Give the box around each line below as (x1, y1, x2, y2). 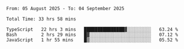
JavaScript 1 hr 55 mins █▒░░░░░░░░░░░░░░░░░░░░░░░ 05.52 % (6, 37, 179, 43)
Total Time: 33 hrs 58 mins (6, 16, 77, 22)
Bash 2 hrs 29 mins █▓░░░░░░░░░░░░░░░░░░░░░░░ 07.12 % (6, 32, 179, 38)
